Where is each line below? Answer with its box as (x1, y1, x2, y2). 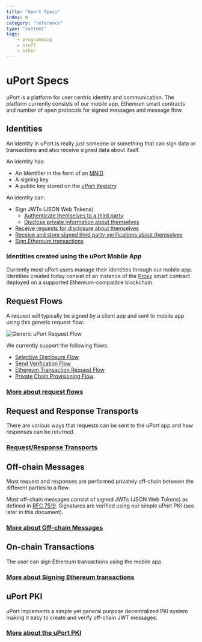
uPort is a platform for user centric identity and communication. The (6, 94, 174, 101)
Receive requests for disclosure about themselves (14, 225, 139, 232)
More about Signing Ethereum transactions (6, 573, 135, 581)
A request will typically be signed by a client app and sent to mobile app (6, 312, 185, 319)
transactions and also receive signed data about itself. (6, 146, 140, 153)
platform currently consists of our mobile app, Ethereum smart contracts (6, 100, 185, 107)
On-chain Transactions (6, 542, 95, 553)
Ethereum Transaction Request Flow (14, 366, 105, 373)
